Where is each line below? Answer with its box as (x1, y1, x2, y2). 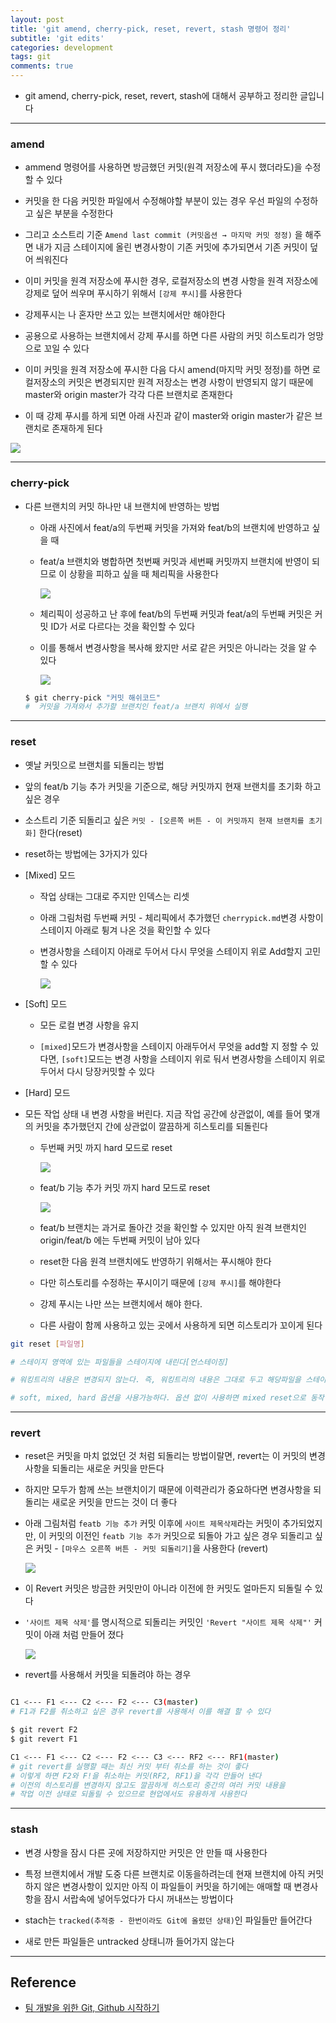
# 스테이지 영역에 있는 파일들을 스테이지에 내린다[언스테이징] (10, 1357, 229, 1367)
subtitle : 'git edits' (10, 33, 105, 43)
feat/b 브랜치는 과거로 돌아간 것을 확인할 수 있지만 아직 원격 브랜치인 (39, 1221, 307, 1233)
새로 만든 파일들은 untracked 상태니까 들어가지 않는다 (24, 1935, 235, 1947)
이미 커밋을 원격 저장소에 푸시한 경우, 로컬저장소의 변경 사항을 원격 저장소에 (24, 275, 319, 287)
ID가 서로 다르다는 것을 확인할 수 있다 (50, 620, 196, 632)
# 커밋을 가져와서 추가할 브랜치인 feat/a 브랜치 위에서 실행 (24, 702, 248, 712)
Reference (10, 1974, 77, 1991)
